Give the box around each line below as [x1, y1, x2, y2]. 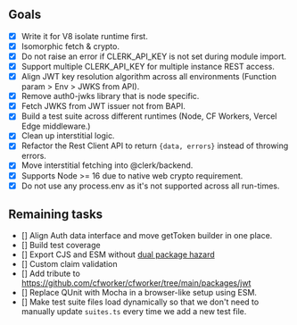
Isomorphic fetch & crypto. [21, 40, 120, 52]
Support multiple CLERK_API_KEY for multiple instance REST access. [21, 62, 276, 71]
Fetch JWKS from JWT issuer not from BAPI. [21, 101, 186, 112]
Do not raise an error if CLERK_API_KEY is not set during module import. [21, 51, 287, 62]
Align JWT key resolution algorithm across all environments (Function [21, 71, 277, 82]
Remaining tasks [8, 207, 103, 222]
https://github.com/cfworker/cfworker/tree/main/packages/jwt [21, 278, 252, 288]
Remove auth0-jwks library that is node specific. [21, 91, 200, 102]
